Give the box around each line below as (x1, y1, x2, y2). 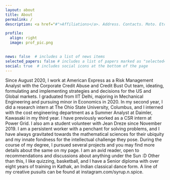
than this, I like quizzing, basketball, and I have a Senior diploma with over (5, 158, 159, 164)
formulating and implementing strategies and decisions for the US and (5, 88, 152, 94)
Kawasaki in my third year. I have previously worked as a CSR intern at (5, 115, 152, 121)
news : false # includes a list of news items (5, 54, 105, 59)
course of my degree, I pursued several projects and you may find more (5, 142, 155, 148)
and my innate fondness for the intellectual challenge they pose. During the (5, 136, 162, 142)
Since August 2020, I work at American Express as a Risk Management (5, 77, 153, 84)
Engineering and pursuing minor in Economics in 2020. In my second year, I (5, 99, 163, 105)
